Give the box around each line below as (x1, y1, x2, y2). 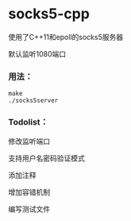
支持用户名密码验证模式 (8, 153, 85, 163)
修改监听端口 (8, 136, 50, 146)
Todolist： (8, 116, 49, 128)
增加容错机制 (8, 187, 50, 196)
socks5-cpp (8, 5, 90, 23)
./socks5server (8, 97, 59, 105)
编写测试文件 (8, 204, 50, 214)
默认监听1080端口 (8, 49, 67, 58)
